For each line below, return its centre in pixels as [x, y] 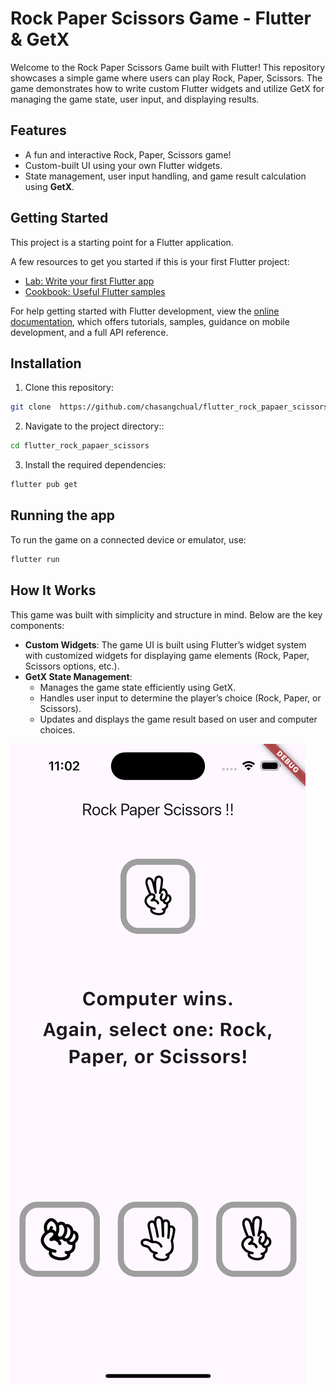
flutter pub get [44, 485]
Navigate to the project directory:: [94, 426]
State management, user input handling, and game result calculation [165, 176]
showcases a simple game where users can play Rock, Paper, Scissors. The [166, 78]
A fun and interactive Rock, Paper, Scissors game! [128, 154]
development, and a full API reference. [89, 332]
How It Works [53, 590]
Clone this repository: [69, 388]
